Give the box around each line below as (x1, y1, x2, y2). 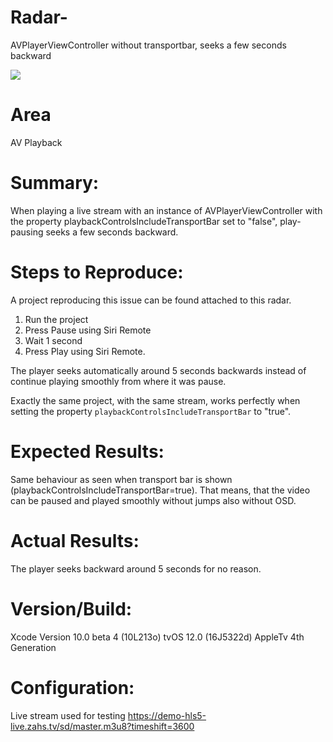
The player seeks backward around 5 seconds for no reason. (10, 562, 262, 575)
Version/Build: (10, 597, 133, 620)
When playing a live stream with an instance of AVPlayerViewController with (10, 204, 323, 216)
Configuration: (10, 676, 135, 699)
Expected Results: (10, 440, 165, 463)
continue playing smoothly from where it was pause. (10, 375, 227, 387)
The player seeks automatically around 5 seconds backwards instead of (10, 364, 307, 376)
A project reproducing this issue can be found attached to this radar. (10, 294, 292, 306)
